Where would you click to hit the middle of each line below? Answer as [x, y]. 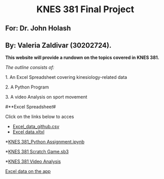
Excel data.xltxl [28, 132]
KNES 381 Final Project [85, 9]
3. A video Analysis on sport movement [46, 97]
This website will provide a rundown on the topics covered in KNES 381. [82, 57]
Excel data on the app [28, 171]
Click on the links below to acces [40, 117]
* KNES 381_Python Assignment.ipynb [45, 142]
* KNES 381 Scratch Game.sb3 [37, 152]
